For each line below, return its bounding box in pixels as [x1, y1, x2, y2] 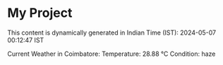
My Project [7, 5, 73, 21]
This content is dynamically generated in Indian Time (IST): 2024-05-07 [7, 28, 217, 37]
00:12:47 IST [7, 35, 44, 44]
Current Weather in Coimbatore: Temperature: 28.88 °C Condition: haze [7, 49, 216, 58]
